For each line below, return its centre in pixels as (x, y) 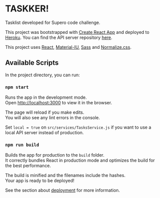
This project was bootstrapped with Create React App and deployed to (77, 32)
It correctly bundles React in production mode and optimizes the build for (80, 161)
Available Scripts (32, 63)
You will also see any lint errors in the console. (53, 118)
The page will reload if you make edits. (45, 112)
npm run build (22, 145)
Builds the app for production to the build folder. (55, 155)
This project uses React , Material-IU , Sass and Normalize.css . (68, 47)
